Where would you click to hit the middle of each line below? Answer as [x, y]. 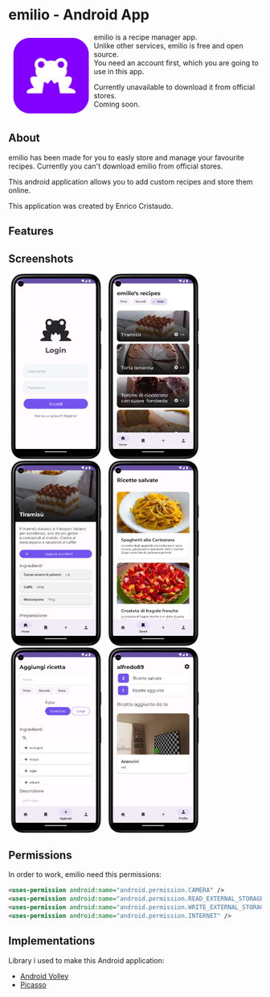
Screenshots [41, 258]
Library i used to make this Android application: [86, 960]
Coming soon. [117, 104]
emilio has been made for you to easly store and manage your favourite [127, 157]
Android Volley [44, 976]
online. [19, 190]
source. [106, 54]
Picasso [33, 984]
